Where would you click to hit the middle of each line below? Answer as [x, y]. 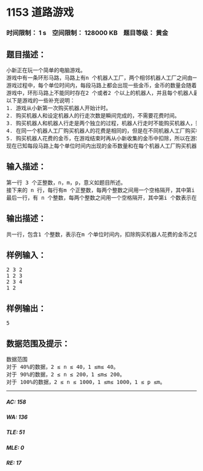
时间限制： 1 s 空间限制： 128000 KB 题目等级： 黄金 [87, 33]
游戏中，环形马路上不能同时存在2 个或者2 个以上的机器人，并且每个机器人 [100, 93]
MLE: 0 [15, 447]
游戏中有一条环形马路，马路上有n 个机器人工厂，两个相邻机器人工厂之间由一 [102, 77]
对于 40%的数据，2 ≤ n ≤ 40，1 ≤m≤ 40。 [63, 367]
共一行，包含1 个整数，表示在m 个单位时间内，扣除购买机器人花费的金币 [97, 234]
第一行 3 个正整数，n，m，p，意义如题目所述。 [66, 183]
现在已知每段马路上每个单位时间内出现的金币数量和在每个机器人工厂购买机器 [101, 146]
